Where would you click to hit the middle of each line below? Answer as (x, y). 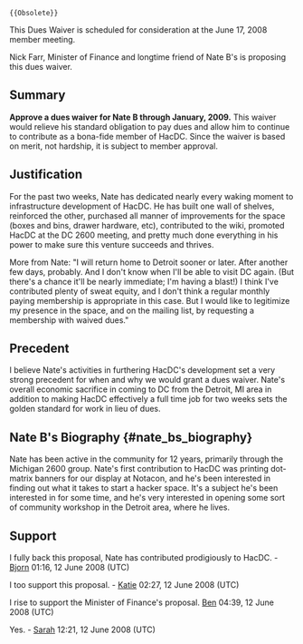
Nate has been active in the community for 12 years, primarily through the (147, 459)
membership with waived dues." (69, 320)
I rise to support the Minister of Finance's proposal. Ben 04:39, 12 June (142, 602)
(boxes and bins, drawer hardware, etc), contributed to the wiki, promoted (147, 225)
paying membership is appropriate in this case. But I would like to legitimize (150, 300)
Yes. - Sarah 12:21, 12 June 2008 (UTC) (83, 629)
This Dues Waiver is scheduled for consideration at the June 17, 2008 (138, 30)
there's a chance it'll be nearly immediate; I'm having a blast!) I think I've (144, 281)
